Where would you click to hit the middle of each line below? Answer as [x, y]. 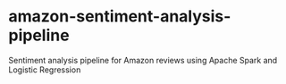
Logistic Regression [45, 70]
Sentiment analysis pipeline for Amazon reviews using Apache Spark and [143, 60]
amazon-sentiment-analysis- [120, 17]
